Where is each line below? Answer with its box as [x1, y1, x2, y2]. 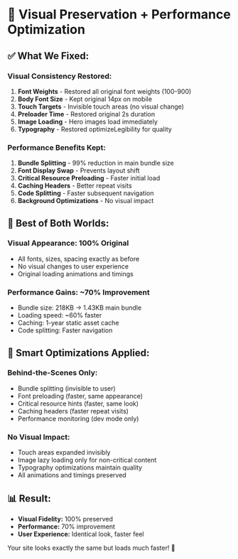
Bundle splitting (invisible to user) [17, 384, 116, 393]
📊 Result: [7, 492, 51, 504]
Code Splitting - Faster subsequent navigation [17, 189, 154, 197]
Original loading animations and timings [17, 269, 134, 278]
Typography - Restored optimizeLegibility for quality [17, 124, 172, 134]
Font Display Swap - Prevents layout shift [17, 166, 140, 175]
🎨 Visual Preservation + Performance [7, 6, 231, 23]
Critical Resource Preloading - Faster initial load [17, 174, 161, 183]
